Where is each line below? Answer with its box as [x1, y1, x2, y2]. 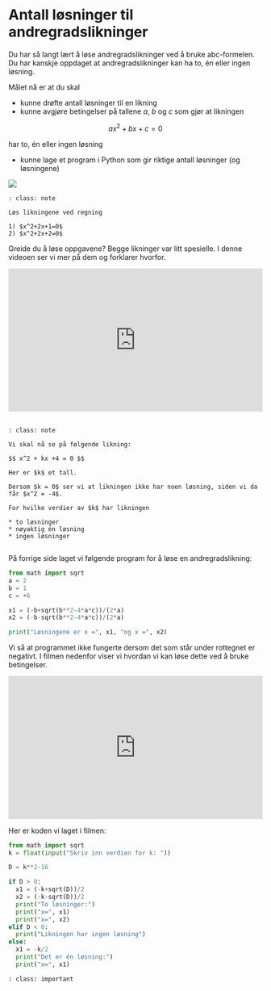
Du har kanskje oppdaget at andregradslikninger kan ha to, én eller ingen [8, 58, 251, 68]
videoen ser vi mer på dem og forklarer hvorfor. [8, 252, 166, 261]
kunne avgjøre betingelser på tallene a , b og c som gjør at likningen [19, 107, 244, 116]
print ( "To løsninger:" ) [15, 900, 95, 909]
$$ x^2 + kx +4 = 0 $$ [8, 454, 85, 463]
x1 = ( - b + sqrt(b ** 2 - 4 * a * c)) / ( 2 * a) [8, 606, 125, 614]
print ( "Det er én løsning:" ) [15, 953, 114, 961]
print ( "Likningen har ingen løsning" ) [15, 930, 147, 939]
